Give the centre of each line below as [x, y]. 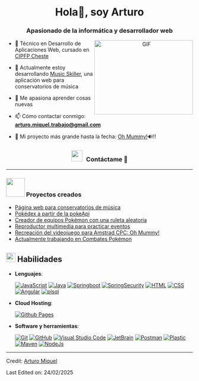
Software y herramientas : [47, 326]
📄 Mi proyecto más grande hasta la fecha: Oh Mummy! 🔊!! [85, 136]
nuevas [24, 104]
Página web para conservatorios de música [68, 208]
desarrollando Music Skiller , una [54, 74]
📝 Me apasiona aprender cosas [53, 98]
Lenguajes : [29, 274]
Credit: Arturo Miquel [32, 361]
